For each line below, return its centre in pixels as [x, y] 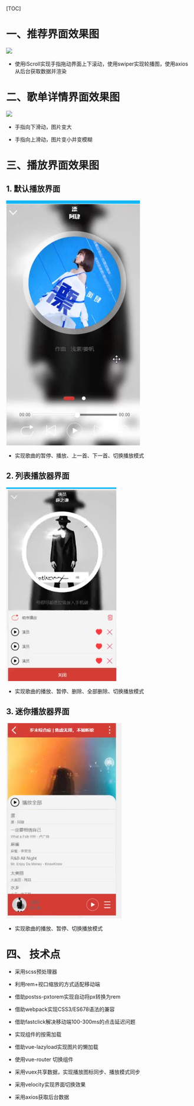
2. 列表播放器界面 [38, 476]
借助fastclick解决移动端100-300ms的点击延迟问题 [75, 1022]
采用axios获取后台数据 [42, 1097]
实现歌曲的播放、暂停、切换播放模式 [59, 928]
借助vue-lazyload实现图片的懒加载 [56, 1047]
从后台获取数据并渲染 [40, 71]
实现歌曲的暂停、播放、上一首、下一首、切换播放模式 [79, 455]
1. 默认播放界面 [33, 189]
